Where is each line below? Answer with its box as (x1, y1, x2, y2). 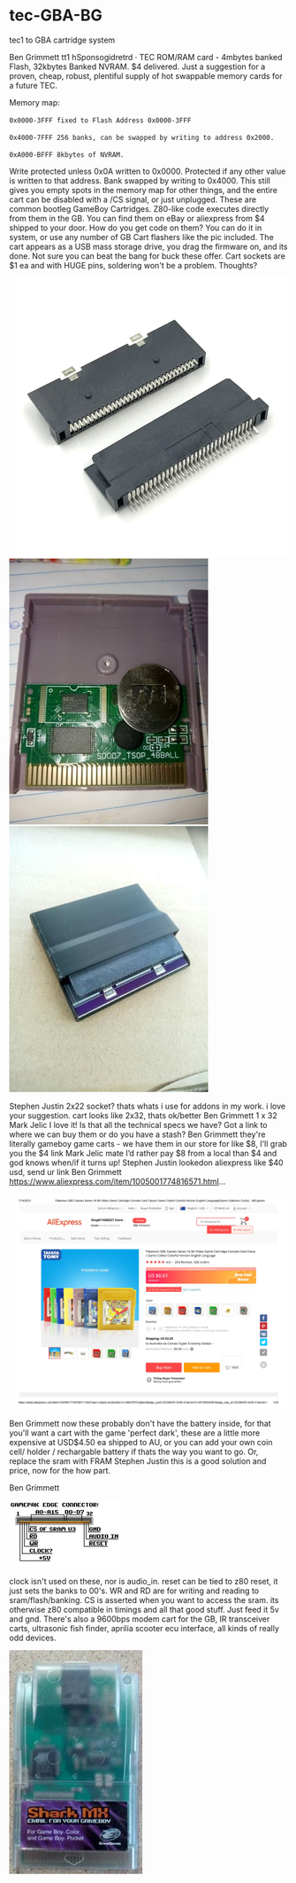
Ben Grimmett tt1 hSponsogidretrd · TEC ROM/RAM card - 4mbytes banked (9, 51, 283, 62)
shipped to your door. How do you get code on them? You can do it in (9, 222, 262, 233)
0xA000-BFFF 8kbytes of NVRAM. (9, 150, 125, 160)
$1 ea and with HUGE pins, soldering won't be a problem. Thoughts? (9, 260, 258, 270)
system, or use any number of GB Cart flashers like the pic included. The (9, 231, 274, 242)
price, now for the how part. (9, 1466, 111, 1476)
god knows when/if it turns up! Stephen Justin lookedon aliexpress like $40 (9, 1157, 285, 1168)
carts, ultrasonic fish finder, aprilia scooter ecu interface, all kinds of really (9, 1623, 280, 1634)
